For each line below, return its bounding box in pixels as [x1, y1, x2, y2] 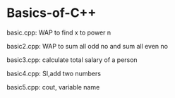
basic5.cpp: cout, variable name [6, 82, 100, 91]
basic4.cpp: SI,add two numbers [6, 69, 102, 78]
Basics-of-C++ [6, 5, 97, 21]
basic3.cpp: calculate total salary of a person [6, 55, 138, 64]
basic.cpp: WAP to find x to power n [6, 28, 111, 37]
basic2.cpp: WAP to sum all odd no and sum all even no [6, 42, 169, 50]
